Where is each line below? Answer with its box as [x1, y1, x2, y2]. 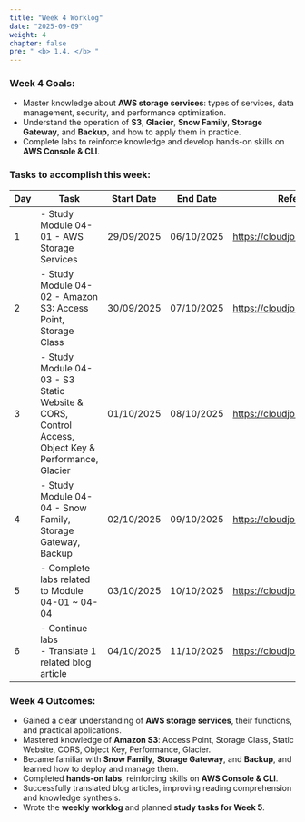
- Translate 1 [40, 644, 97, 657]
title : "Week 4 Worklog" [9, 13, 103, 23]
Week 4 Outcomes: [9, 694, 96, 707]
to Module [40, 584, 84, 597]
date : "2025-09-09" [9, 22, 84, 31]
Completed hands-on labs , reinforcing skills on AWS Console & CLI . [22, 773, 279, 784]
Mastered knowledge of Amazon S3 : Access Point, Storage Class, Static [22, 735, 295, 746]
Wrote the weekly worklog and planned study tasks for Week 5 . [22, 802, 265, 813]
